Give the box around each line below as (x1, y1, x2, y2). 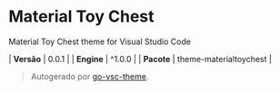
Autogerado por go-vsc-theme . (30, 70, 149, 82)
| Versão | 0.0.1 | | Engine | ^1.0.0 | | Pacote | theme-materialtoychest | (8, 53, 272, 64)
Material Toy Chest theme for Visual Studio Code (8, 36, 192, 47)
